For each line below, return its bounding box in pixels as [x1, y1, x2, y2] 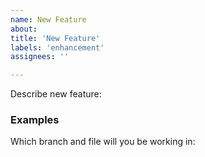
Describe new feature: [10, 88, 102, 100]
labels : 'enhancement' [10, 42, 105, 53]
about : [10, 24, 38, 34]
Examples [10, 113, 60, 127]
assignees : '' [10, 52, 70, 62]
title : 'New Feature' [10, 33, 101, 43]
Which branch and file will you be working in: [10, 136, 196, 148]
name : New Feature [10, 14, 87, 25]
